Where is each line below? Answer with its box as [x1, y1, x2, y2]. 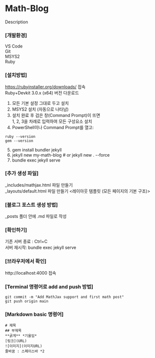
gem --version [5, 138, 34, 143]
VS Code [5, 43, 23, 49]
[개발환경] [5, 32, 28, 39]
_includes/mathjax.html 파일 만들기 [5, 182, 73, 188]
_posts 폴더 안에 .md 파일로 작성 [5, 213, 67, 219]
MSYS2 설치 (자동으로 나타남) [12, 106, 69, 112]
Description [5, 19, 28, 25]
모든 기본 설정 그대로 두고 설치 [12, 100, 69, 106]
